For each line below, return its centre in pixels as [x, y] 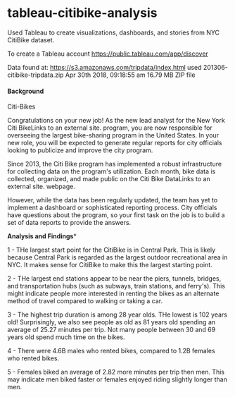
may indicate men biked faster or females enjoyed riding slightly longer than [117, 379]
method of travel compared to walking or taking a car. [85, 301]
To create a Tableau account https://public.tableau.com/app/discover [108, 54]
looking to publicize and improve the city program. [80, 150]
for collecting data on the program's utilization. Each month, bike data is [112, 171]
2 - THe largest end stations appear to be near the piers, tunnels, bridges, [114, 279]
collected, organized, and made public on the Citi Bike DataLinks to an [109, 179]
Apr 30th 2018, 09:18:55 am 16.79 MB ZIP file [130, 75]
